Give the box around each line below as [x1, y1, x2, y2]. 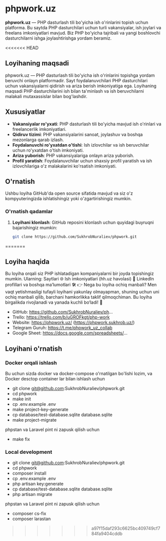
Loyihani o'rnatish [5, 344, 62, 353]
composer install [12, 470, 47, 476]
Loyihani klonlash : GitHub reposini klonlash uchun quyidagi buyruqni [12, 219, 154, 225]
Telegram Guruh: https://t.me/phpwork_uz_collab [12, 325, 112, 331]
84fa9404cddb [91, 531, 123, 537]
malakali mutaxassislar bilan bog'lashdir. [5, 93, 88, 99]
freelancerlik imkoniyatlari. [12, 126, 67, 132]
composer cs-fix [12, 511, 47, 517]
